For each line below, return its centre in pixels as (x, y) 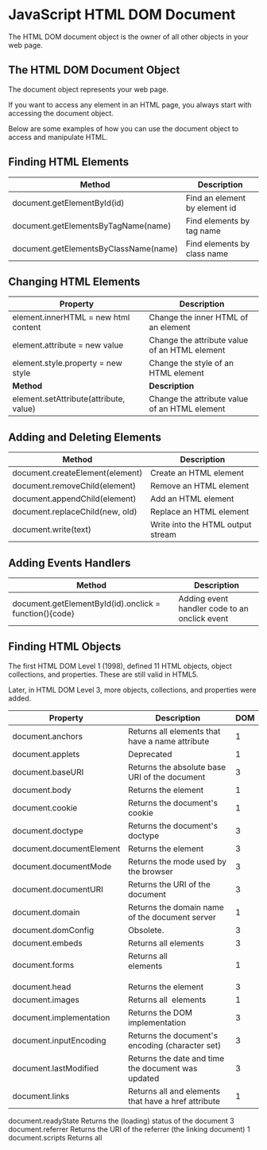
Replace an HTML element (200, 512)
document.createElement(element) (77, 473)
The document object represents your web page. (89, 89)
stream (163, 534)
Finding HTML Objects (65, 647)
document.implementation (61, 1017)
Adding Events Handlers (70, 563)
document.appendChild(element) (74, 499)
